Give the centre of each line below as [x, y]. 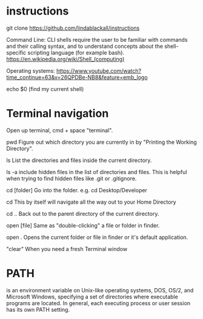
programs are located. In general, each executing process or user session [98, 303]
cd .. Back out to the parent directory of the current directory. [83, 213]
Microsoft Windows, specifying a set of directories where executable [92, 297]
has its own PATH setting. [38, 309]
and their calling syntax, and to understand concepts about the [85, 46]
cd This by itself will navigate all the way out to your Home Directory [92, 202]
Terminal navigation [58, 114]
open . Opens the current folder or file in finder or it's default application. [97, 237]
